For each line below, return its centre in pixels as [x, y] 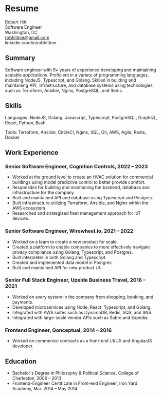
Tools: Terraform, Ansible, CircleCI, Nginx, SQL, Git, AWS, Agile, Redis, [76, 132]
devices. [21, 218]
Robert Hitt [16, 22]
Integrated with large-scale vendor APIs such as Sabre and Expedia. [81, 318]
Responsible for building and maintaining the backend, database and [81, 188]
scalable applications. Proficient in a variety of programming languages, [77, 75]
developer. [23, 346]
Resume [22, 9]
